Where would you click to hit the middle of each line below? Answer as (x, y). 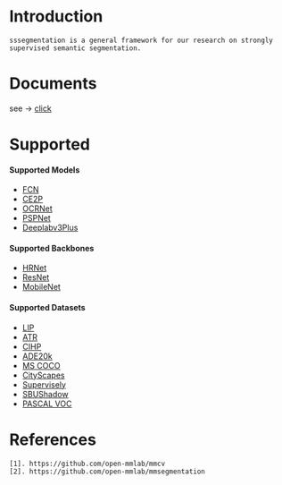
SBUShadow (45, 394)
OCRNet (37, 208)
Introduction (56, 17)
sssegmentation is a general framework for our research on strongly (141, 40)
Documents (53, 84)
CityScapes (43, 375)
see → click (30, 108)
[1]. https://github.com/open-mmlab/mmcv (87, 464)
